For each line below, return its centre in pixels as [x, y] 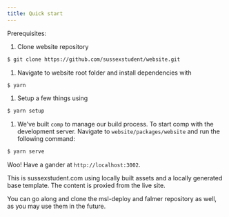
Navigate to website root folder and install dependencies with [104, 73]
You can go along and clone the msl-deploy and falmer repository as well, [112, 199]
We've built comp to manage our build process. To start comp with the [115, 124]
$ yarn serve [26, 152]
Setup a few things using [52, 98]
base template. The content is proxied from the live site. [86, 186]
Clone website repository [53, 46]
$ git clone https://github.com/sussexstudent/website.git [94, 59]
